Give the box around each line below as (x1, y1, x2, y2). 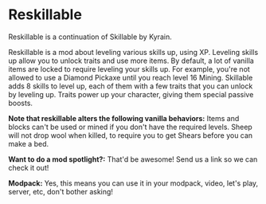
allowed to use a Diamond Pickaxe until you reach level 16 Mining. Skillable (8, 73, 253, 82)
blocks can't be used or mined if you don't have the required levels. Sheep (8, 122, 252, 131)
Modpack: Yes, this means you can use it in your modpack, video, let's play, (8, 178, 259, 188)
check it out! (8, 163, 49, 172)
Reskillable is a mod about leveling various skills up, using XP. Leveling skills (8, 47, 259, 57)
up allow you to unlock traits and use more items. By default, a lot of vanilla (8, 56, 255, 65)
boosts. (8, 98, 33, 108)
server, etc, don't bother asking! (8, 186, 114, 196)
